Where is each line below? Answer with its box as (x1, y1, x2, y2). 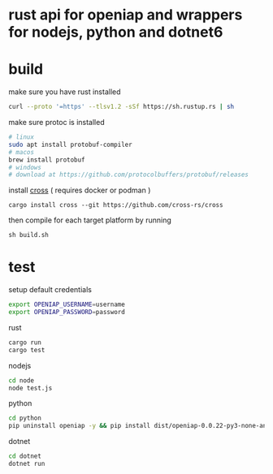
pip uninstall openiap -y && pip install (8, 422, 151, 430)
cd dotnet (8, 452, 42, 460)
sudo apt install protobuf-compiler (8, 140, 132, 149)
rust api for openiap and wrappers (8, 6, 243, 24)
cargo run (8, 338, 42, 347)
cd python (8, 414, 42, 423)
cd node (8, 376, 35, 385)
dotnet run (8, 460, 45, 468)
